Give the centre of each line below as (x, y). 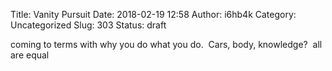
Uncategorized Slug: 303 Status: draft (88, 25)
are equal (30, 55)
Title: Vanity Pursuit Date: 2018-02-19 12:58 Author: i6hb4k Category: (153, 14)
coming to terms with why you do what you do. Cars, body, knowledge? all (166, 44)
